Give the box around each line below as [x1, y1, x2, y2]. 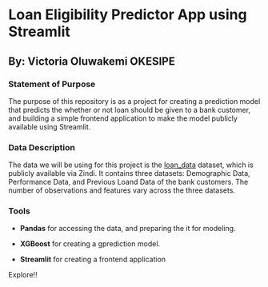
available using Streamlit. [8, 122, 91, 131]
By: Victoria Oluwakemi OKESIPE [8, 54, 176, 68]
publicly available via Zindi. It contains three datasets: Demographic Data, [8, 169, 250, 178]
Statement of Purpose [8, 78, 96, 90]
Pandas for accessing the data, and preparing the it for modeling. [19, 224, 236, 233]
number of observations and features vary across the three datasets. [8, 185, 236, 195]
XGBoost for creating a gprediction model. [19, 239, 161, 249]
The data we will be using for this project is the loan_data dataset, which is [8, 160, 254, 169]
